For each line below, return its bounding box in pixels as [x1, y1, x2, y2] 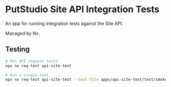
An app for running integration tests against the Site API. [5, 20, 123, 26]
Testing [5, 45, 30, 54]
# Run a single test [5, 72, 49, 77]
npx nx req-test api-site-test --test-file [5, 77, 99, 82]
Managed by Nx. [5, 30, 40, 36]
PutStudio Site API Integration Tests [5, 4, 160, 15]
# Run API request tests [5, 59, 58, 64]
